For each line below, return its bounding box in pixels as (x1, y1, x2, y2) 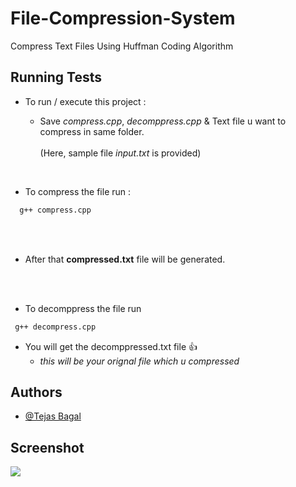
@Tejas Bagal (24, 410, 82, 422)
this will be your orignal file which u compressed (39, 355, 240, 367)
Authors (10, 383, 63, 401)
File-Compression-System (10, 7, 236, 30)
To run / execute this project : (24, 95, 147, 107)
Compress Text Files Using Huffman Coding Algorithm (10, 40, 234, 52)
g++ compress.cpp (19, 205, 92, 215)
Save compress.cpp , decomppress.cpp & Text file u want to (39, 115, 287, 127)
